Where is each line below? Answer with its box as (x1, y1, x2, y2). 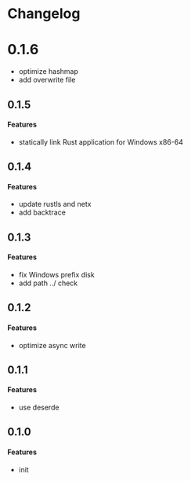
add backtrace (18, 207, 66, 217)
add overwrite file (18, 75, 76, 85)
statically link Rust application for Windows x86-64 (18, 137, 184, 146)
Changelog (7, 5, 81, 23)
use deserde (18, 402, 59, 413)
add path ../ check (18, 278, 78, 288)
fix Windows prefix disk (18, 270, 95, 279)
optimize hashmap (18, 67, 79, 76)
